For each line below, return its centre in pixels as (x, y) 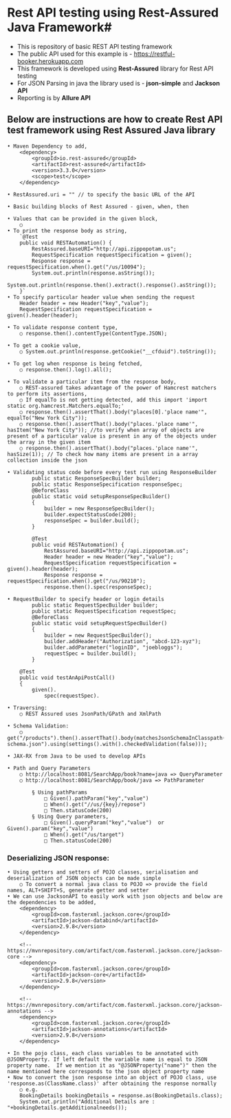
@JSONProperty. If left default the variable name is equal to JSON (107, 1060)
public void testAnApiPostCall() (67, 678)
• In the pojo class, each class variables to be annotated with (102, 1054)
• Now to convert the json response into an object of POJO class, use (112, 1078)
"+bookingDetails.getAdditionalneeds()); (67, 1108)
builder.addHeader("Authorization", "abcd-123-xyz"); (122, 641)
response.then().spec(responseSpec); (98, 587)
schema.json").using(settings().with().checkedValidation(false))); (107, 744)
